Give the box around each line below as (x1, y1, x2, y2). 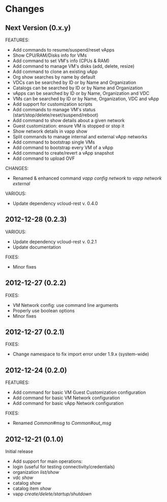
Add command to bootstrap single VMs (12, 139, 95, 145)
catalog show (12, 480, 41, 486)
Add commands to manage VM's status (12, 107, 96, 112)
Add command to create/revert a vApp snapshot (12, 150, 114, 156)
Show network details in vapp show (12, 128, 88, 134)
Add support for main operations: (12, 458, 83, 465)
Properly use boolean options (12, 307, 75, 314)
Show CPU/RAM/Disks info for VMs (12, 52, 87, 58)
